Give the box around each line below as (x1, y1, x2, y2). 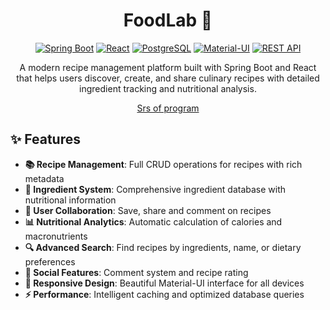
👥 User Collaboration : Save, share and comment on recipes (24, 204, 272, 216)
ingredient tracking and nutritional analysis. (79, 82, 257, 94)
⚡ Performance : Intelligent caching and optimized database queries (24, 288, 305, 300)
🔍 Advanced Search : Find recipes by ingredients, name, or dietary (24, 241, 302, 253)
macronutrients (24, 230, 88, 242)
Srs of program (136, 102, 200, 114)
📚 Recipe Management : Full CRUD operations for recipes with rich (24, 158, 303, 170)
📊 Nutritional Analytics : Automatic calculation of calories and (24, 215, 283, 228)
